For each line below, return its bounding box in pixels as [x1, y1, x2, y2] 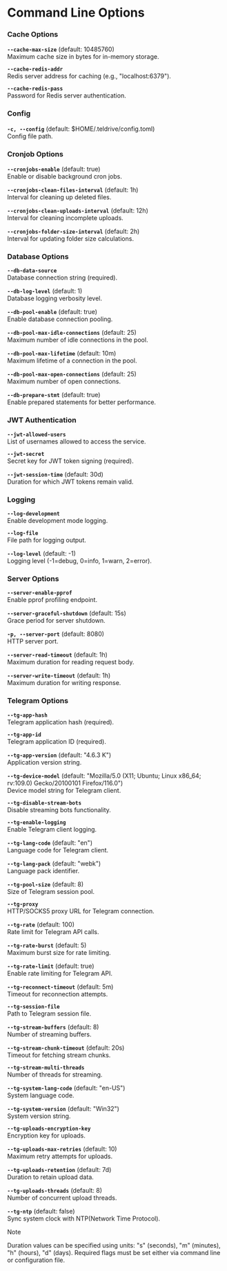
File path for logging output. [7, 536, 86, 544]
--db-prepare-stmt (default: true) [7, 391, 101, 399]
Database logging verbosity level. [7, 294, 102, 302]
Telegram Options [7, 696, 69, 706]
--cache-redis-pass [7, 85, 63, 93]
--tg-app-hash [7, 711, 48, 719]
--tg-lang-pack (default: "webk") [7, 859, 101, 868]
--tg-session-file [7, 1003, 60, 1010]
